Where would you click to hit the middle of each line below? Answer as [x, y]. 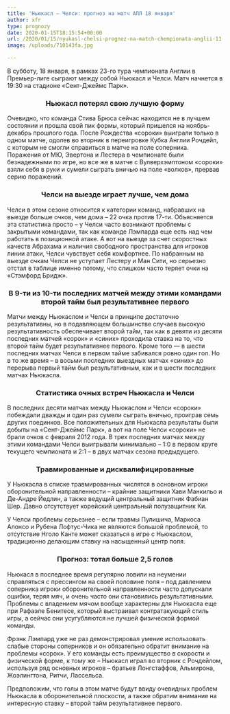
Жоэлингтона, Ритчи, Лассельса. [55, 675]
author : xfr [24, 20]
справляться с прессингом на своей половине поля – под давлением [109, 581]
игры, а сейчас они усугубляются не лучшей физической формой [103, 618]
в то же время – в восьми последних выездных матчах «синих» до [105, 360]
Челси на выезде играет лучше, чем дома [115, 194]
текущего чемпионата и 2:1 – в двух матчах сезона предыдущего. [103, 451]
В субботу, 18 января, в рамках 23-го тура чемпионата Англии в [101, 71]
